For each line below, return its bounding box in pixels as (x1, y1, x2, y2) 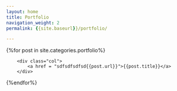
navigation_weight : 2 (6, 20, 60, 26)
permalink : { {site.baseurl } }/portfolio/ (6, 25, 108, 32)
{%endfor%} (6, 79, 37, 86)
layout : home (6, 8, 39, 15)
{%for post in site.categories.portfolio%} (6, 47, 106, 54)
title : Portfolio (6, 14, 49, 20)
